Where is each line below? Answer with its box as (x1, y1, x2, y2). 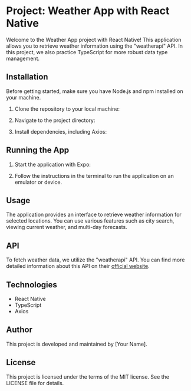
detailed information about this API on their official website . (6, 263, 150, 270)
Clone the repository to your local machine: (14, 105, 120, 112)
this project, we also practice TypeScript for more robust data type (6, 48, 168, 55)
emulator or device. (14, 178, 62, 185)
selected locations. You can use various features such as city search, (6, 217, 174, 224)
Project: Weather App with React (6, 4, 170, 18)
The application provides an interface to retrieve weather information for (6, 211, 182, 218)
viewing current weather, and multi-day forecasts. (6, 224, 128, 231)
